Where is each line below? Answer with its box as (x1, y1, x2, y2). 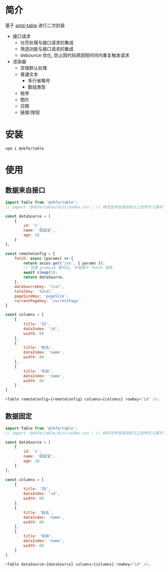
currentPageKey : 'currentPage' (14, 298, 80, 303)
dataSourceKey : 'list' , (14, 284, 65, 289)
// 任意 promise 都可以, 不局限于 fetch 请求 (23, 265, 113, 270)
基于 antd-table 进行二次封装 (5, 22, 65, 28)
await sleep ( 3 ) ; (23, 270, 58, 275)
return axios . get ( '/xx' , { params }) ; (23, 261, 105, 266)
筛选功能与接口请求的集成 (20, 46, 74, 52)
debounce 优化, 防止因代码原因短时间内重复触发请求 (20, 52, 130, 58)
